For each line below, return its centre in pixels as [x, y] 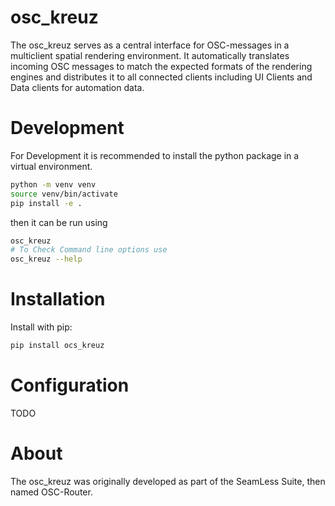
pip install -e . [46, 203]
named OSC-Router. [51, 492]
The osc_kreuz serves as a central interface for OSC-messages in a [150, 45]
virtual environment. [51, 166]
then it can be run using [59, 222]
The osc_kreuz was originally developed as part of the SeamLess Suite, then [168, 481]
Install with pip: [41, 327]
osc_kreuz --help [46, 259]
